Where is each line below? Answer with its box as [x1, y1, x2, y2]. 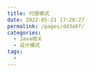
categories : [7, 29, 41, 36]
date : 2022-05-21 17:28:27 [7, 16, 85, 23]
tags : [7, 49, 23, 56]
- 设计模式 [13, 42, 41, 49]
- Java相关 [13, 36, 43, 43]
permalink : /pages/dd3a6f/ [7, 23, 85, 29]
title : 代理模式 [7, 10, 50, 17]
